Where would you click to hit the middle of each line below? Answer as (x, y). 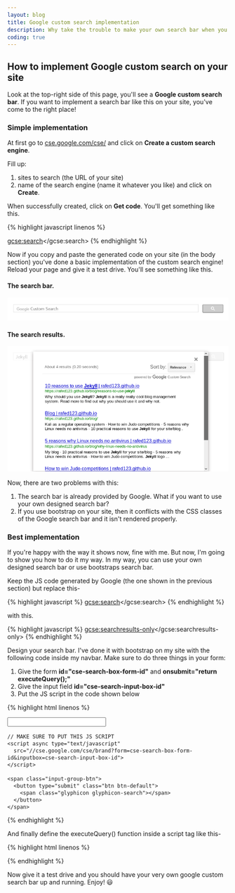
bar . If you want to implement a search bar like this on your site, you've (110, 102)
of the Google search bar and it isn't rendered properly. (97, 519)
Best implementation (43, 537)
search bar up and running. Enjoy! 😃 (60, 882)
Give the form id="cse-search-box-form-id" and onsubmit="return (117, 671)
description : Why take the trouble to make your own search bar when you (117, 30)
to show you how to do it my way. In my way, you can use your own (105, 560)
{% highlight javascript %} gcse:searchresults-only (81, 629)
